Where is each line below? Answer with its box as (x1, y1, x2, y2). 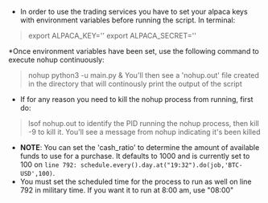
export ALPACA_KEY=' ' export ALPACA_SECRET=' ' (27, 31, 197, 40)
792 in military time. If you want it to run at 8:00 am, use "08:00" (19, 185, 234, 195)
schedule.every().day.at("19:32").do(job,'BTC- (80, 161, 243, 169)
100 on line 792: (19, 160, 78, 169)
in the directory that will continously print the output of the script (27, 79, 243, 88)
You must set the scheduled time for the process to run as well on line (19, 177, 252, 186)
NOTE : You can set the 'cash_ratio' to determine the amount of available (19, 143, 260, 152)
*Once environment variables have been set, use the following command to (8, 47, 259, 55)
